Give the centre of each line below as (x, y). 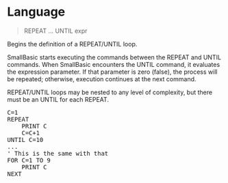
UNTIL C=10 (25, 140)
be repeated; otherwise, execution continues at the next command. (102, 79)
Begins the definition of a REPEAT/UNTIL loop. (72, 44)
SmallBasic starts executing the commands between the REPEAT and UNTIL (114, 57)
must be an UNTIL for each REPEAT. (58, 99)
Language (36, 12)
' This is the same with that (58, 153)
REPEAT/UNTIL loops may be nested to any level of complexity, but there (110, 92)
